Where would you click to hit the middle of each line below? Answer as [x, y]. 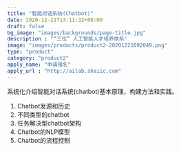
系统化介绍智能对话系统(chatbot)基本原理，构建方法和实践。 [93, 91]
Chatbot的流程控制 [44, 140]
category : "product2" [38, 58]
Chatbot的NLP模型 [43, 132]
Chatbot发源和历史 [44, 106]
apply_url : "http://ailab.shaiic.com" [64, 71]
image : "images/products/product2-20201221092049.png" [87, 45]
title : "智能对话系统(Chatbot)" [51, 13]
